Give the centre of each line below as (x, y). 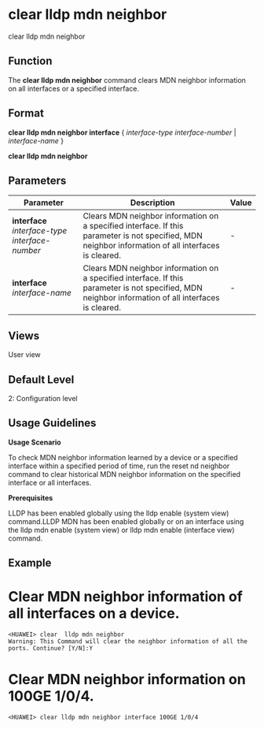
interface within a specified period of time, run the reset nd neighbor (119, 466)
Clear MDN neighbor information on (127, 680)
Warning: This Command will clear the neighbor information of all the (128, 642)
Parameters (37, 180)
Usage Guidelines (52, 423)
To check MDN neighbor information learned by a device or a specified (123, 457)
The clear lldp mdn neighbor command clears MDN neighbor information (127, 80)
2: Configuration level (43, 398)
